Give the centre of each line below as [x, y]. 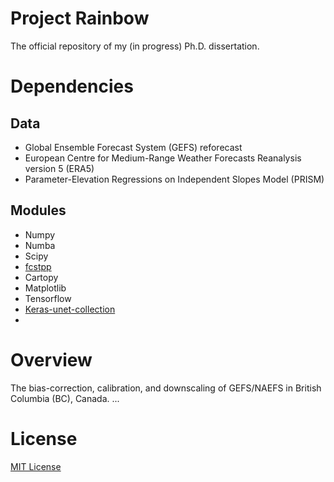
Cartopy [41, 277]
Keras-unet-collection [70, 309]
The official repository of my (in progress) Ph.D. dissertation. [135, 46]
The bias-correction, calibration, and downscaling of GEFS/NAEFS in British [166, 388]
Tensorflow [48, 298]
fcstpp [38, 266]
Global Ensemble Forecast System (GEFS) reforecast [133, 147]
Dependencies [72, 86]
